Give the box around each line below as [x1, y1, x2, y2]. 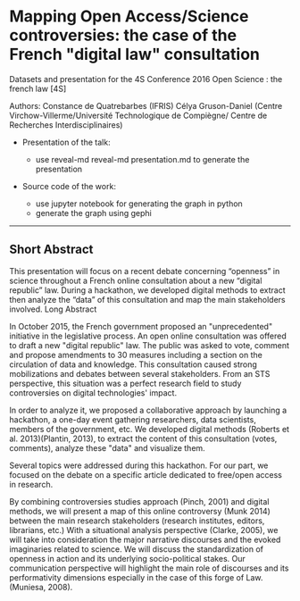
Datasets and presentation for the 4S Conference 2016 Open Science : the [9, 73, 283, 84]
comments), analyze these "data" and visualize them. [9, 442, 205, 453]
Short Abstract [9, 242, 94, 257]
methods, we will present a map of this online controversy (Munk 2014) [9, 505, 271, 516]
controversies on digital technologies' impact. [9, 387, 177, 398]
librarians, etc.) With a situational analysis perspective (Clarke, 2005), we [9, 524, 279, 535]
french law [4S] [9, 83, 67, 94]
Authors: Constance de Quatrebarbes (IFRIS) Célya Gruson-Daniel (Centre [9, 100, 283, 111]
